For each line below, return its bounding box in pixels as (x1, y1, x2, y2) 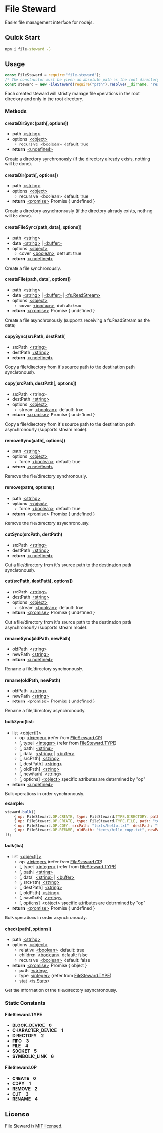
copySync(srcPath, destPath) (5, 333, 66, 339)
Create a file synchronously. (5, 265, 62, 271)
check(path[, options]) (5, 926, 52, 932)
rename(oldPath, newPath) (5, 677, 61, 683)
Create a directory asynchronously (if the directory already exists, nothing (5, 208, 153, 214)
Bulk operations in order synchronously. (5, 791, 85, 796)
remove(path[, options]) (5, 485, 55, 490)
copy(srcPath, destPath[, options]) (5, 380, 77, 386)
